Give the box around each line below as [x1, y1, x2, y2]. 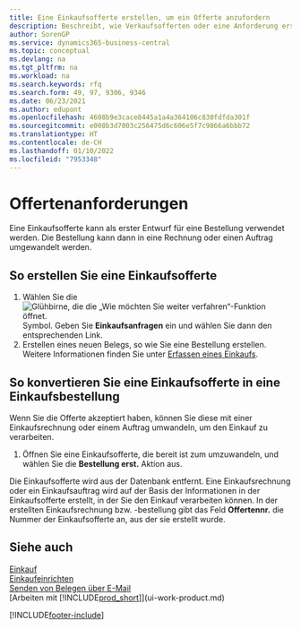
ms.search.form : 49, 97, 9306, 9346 [9, 88, 146, 97]
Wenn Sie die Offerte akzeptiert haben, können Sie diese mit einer [9, 413, 253, 424]
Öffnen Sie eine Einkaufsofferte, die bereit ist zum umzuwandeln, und [21, 449, 279, 460]
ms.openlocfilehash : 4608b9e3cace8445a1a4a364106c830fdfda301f [9, 113, 251, 122]
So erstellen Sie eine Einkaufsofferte [9, 268, 218, 283]
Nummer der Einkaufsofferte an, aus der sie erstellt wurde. [9, 514, 226, 525]
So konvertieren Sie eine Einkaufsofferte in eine [9, 375, 280, 390]
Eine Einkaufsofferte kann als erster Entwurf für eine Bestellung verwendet [9, 223, 285, 234]
